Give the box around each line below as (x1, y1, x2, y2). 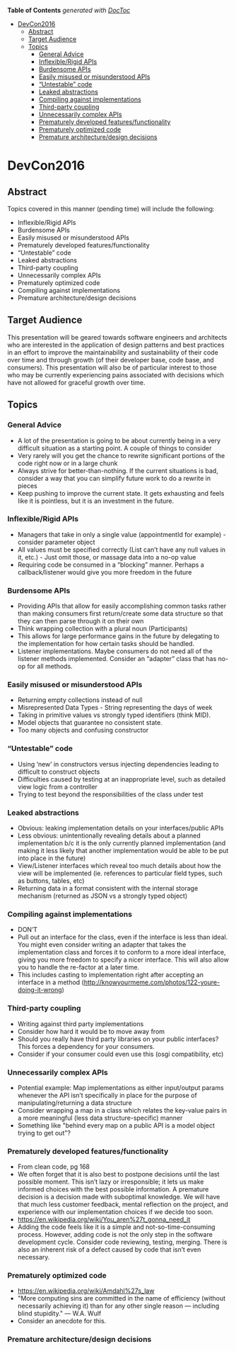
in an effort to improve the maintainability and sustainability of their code (7, 348, 219, 357)
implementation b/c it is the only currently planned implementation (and (17, 838, 226, 847)
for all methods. (27, 662, 73, 671)
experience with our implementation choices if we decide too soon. (17, 1208, 214, 1216)
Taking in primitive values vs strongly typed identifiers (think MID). (17, 711, 211, 719)
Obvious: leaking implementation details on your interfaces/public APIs (17, 823, 224, 832)
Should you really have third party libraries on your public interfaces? (17, 1035, 219, 1043)
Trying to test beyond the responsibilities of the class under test (17, 790, 203, 799)
